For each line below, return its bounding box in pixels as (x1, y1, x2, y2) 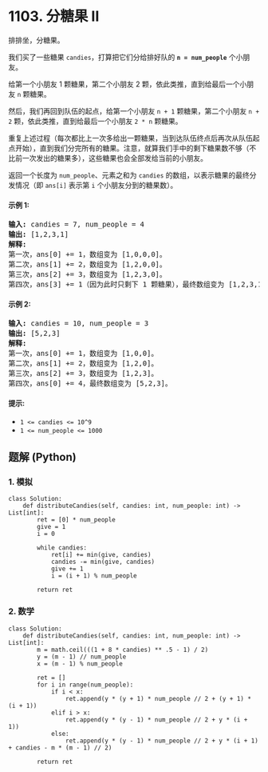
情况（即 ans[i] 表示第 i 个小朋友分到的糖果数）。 (14, 180, 178, 190)
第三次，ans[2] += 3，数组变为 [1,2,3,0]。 (8, 270, 167, 279)
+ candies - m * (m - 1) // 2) (8, 743, 112, 752)
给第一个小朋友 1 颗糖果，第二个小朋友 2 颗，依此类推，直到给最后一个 (8, 79, 240, 89)
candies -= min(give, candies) (50, 558, 156, 566)
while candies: (37, 544, 88, 552)
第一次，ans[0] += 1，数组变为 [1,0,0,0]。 (8, 250, 167, 259)
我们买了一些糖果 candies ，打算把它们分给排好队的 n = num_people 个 (8, 52, 237, 62)
